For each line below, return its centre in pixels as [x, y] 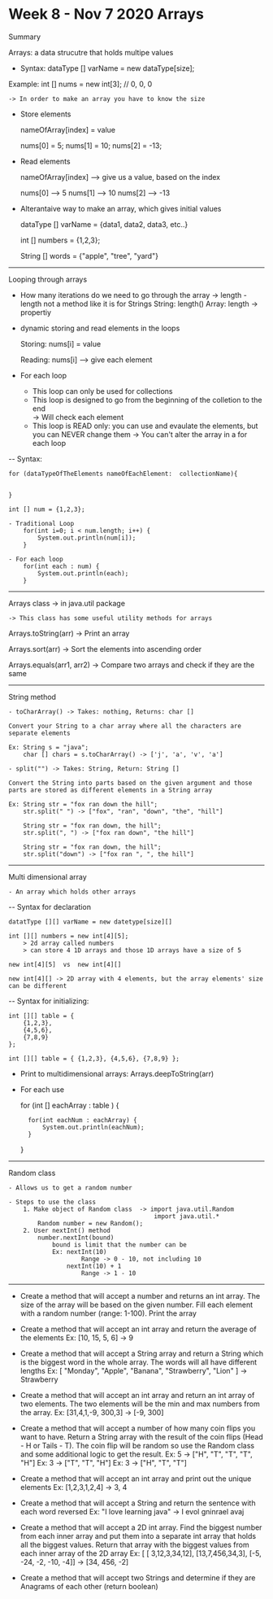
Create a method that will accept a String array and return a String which [142, 1353]
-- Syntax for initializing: [49, 1001]
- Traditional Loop [41, 523]
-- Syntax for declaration [50, 907]
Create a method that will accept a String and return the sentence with [138, 1503]
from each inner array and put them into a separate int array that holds [138, 1536]
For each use [42, 1089]
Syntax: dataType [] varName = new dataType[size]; [107, 68]
